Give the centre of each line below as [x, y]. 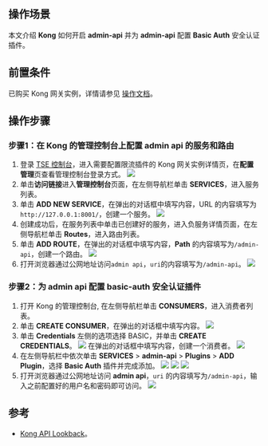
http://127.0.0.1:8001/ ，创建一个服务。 [87, 215]
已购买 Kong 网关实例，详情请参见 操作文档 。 [83, 93]
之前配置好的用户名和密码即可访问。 [86, 385]
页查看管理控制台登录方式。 [79, 175]
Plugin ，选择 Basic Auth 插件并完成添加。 [89, 365]
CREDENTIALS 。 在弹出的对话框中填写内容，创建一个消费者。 [127, 345]
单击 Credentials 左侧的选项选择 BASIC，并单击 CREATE [113, 335]
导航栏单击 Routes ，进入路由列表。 [85, 235]
